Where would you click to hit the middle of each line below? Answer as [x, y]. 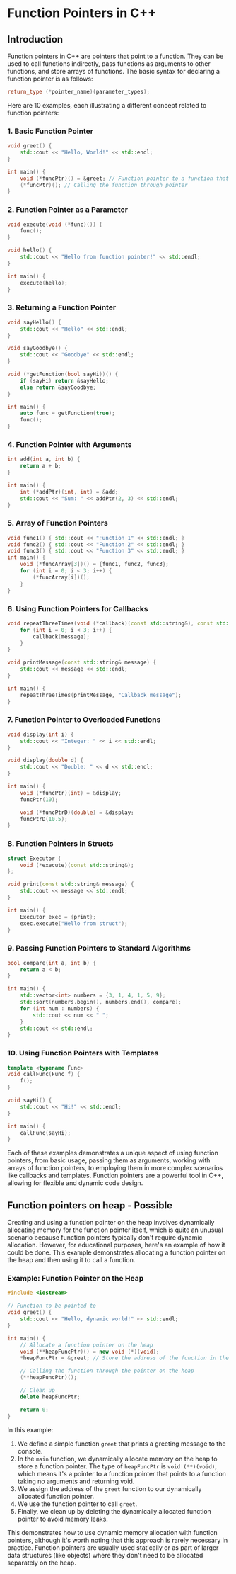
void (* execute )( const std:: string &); [77, 865]
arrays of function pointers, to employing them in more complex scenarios [115, 1168]
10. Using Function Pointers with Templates [83, 1053]
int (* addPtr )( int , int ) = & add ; [69, 492]
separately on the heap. [42, 1563]
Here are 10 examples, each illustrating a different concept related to [107, 105]
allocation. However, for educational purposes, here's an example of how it [116, 1245]
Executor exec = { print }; [58, 917]
